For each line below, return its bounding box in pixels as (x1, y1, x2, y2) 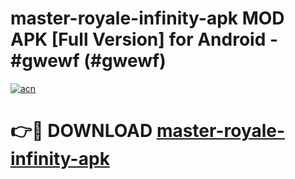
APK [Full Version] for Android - (10, 28, 279, 51)
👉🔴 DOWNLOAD (10, 120, 153, 142)
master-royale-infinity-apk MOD (10, 7, 285, 30)
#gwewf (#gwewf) (10, 50, 167, 72)
